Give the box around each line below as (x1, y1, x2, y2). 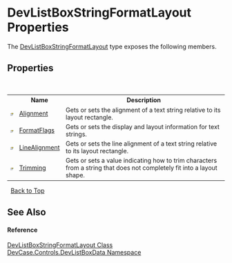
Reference (7, 226, 38, 234)
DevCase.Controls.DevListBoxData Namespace (7, 249, 142, 257)
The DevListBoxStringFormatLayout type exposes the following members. (7, 42, 217, 50)
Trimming (19, 164, 46, 172)
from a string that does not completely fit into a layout (65, 164, 217, 172)
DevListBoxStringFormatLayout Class (7, 241, 113, 249)
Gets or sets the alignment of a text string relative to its (65, 106, 221, 114)
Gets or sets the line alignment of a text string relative (65, 139, 217, 148)
